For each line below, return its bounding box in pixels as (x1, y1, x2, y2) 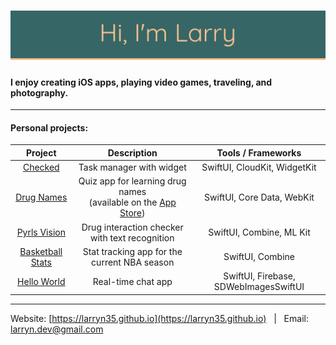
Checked (22, 161, 60, 174)
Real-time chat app (92, 275, 173, 287)
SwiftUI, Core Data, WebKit (204, 191, 315, 203)
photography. (10, 86, 69, 99)
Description (107, 146, 158, 159)
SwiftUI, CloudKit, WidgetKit (201, 161, 317, 174)
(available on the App (88, 196, 177, 209)
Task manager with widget (78, 161, 187, 174)
